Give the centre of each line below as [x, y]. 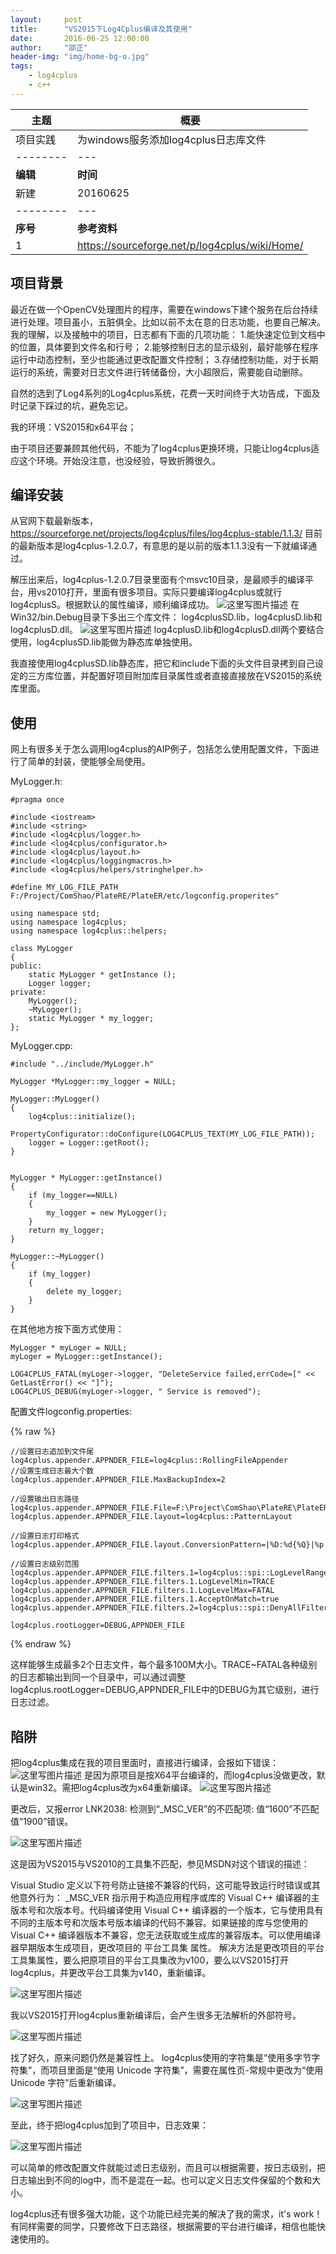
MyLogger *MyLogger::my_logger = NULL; [93, 1082]
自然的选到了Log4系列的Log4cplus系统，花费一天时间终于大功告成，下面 [161, 393]
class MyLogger [42, 949]
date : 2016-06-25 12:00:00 [80, 38]
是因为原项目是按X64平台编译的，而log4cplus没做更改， [200, 1775]
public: [26, 966]
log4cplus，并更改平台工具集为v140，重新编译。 [111, 1972]
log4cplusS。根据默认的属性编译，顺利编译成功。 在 [155, 605]
